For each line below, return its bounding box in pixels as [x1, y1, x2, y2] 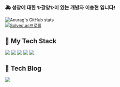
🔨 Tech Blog [5, 64, 42, 73]
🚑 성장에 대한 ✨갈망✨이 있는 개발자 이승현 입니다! [5, 4, 116, 11]
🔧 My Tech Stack [5, 37, 57, 45]
